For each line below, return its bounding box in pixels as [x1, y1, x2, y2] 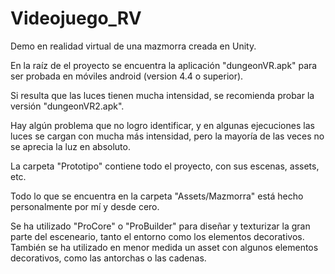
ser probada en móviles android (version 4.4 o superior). [10, 70, 244, 82]
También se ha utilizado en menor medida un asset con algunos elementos [10, 241, 319, 253]
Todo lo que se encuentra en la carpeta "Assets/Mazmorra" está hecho [10, 190, 304, 202]
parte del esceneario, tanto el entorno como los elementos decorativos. [10, 230, 305, 242]
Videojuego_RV [10, 7, 142, 30]
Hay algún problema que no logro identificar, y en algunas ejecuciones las [10, 119, 315, 131]
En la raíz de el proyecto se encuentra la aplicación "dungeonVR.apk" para [10, 59, 318, 71]
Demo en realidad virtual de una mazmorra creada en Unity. [10, 40, 257, 52]
